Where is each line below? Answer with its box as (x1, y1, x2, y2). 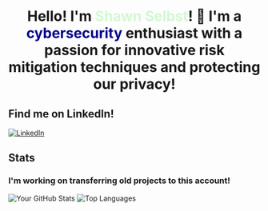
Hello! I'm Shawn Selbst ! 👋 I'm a (26, 7, 242, 26)
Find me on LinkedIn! (8, 107, 114, 121)
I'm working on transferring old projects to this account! (8, 175, 230, 186)
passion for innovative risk (43, 42, 226, 59)
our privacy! (93, 75, 176, 94)
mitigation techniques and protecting (8, 58, 261, 77)
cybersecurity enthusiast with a (26, 24, 242, 42)
